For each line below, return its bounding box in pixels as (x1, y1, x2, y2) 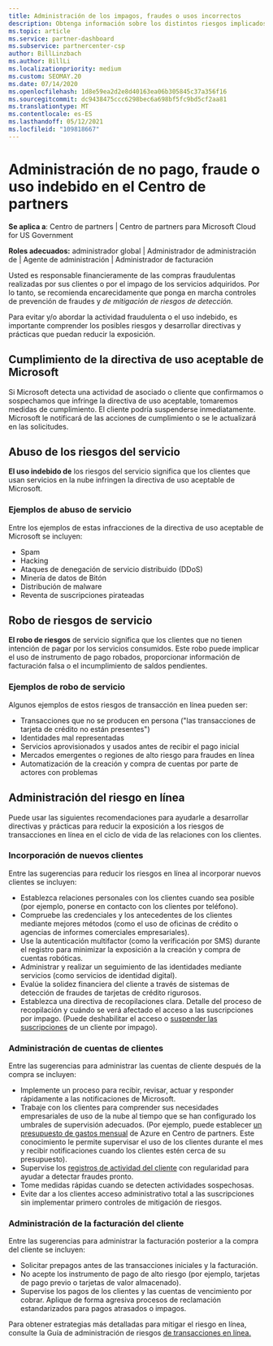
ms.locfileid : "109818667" (8, 125, 100, 133)
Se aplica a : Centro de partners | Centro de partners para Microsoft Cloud (8, 221, 256, 232)
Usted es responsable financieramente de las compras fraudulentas (8, 270, 236, 280)
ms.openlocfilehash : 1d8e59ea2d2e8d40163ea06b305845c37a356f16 (8, 87, 227, 96)
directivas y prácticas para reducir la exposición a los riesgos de (8, 821, 224, 831)
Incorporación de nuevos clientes (8, 850, 144, 861)
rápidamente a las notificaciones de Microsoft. (19, 1094, 176, 1104)
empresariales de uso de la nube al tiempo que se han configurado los (19, 1111, 257, 1121)
